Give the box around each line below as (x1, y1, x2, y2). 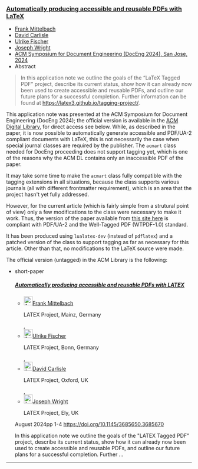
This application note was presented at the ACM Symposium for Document (6, 111, 188, 118)
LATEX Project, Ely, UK (23, 410, 79, 417)
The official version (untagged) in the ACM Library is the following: (6, 257, 168, 264)
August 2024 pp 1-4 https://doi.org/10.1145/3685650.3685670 (14, 421, 164, 428)
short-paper (14, 268, 44, 275)
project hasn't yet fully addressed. (6, 191, 90, 198)
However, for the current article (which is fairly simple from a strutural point (6, 202, 189, 209)
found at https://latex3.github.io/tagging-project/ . (20, 99, 140, 107)
